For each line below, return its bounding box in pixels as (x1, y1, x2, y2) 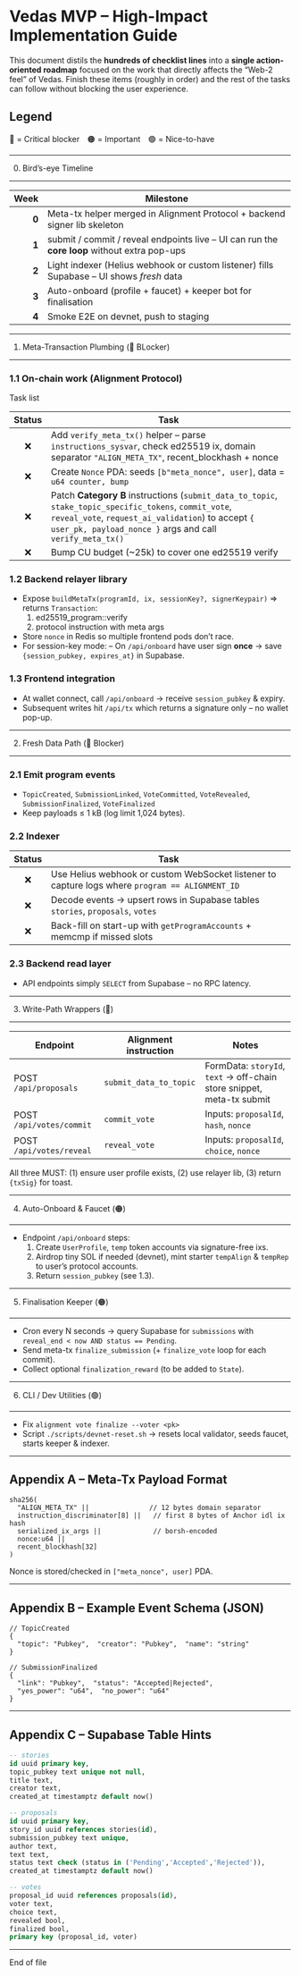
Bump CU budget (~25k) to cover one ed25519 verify (50, 546, 279, 559)
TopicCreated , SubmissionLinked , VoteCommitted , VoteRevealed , (21, 789, 251, 799)
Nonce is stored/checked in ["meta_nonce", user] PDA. (9, 1566, 213, 1577)
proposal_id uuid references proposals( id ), (9, 1891, 178, 1901)
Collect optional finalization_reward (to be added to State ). (21, 1363, 245, 1374)
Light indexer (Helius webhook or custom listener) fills (47, 258, 274, 271)
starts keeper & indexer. (21, 1438, 110, 1448)
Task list (9, 392, 40, 403)
